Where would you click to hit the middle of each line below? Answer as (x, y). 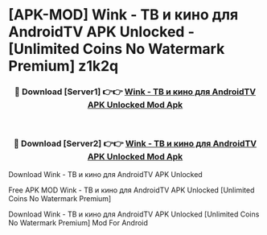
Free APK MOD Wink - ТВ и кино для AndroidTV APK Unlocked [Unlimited (131, 190)
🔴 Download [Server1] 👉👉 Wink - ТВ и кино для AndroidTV (135, 92)
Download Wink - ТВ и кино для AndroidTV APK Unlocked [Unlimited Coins (134, 214)
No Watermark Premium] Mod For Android (78, 222)
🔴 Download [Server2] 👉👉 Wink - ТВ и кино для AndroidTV (135, 144)
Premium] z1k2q (64, 66)
